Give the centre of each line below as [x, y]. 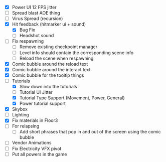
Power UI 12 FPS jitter [34, 7]
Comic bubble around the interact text [51, 69]
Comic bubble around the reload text [50, 64]
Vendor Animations [32, 143]
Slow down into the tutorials [48, 86]
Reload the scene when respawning [56, 58]
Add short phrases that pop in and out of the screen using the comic [90, 132]
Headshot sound [37, 36]
